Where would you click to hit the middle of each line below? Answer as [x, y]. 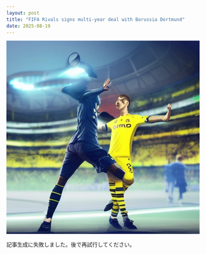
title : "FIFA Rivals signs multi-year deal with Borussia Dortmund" [96, 19]
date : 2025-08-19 [29, 26]
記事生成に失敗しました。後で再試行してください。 [71, 245]
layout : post [23, 13]
